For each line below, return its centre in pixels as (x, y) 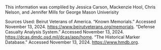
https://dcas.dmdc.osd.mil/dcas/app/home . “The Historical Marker (73, 37)
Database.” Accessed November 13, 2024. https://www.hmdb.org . (72, 42)
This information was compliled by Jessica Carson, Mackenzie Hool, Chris (80, 7)
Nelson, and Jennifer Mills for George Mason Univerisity (62, 12)
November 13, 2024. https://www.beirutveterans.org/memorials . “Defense (80, 27)
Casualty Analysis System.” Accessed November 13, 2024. (64, 32)
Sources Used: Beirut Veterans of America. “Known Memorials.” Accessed (80, 22)
